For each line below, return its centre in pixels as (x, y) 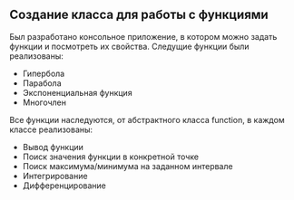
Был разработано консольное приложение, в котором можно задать (143, 36)
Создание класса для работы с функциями (139, 15)
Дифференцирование (64, 186)
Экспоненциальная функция (78, 92)
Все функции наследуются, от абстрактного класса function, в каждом (147, 119)
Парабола (42, 83)
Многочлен (44, 102)
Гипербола (44, 73)
